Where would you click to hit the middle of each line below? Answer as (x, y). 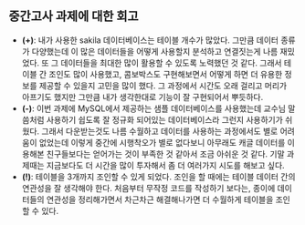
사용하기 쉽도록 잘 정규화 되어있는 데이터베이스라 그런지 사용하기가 (165, 119)
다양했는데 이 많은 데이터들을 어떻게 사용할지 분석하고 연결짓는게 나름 (155, 51)
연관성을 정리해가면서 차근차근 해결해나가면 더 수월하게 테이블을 (160, 199)
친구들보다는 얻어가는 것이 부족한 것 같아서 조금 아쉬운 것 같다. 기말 (165, 154)
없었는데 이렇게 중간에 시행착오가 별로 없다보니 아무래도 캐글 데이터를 (162, 142)
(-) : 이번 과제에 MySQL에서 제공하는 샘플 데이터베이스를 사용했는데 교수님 (154, 108)
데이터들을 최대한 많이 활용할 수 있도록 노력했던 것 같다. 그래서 (171, 63)
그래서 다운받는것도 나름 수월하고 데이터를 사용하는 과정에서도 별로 (160, 131)
